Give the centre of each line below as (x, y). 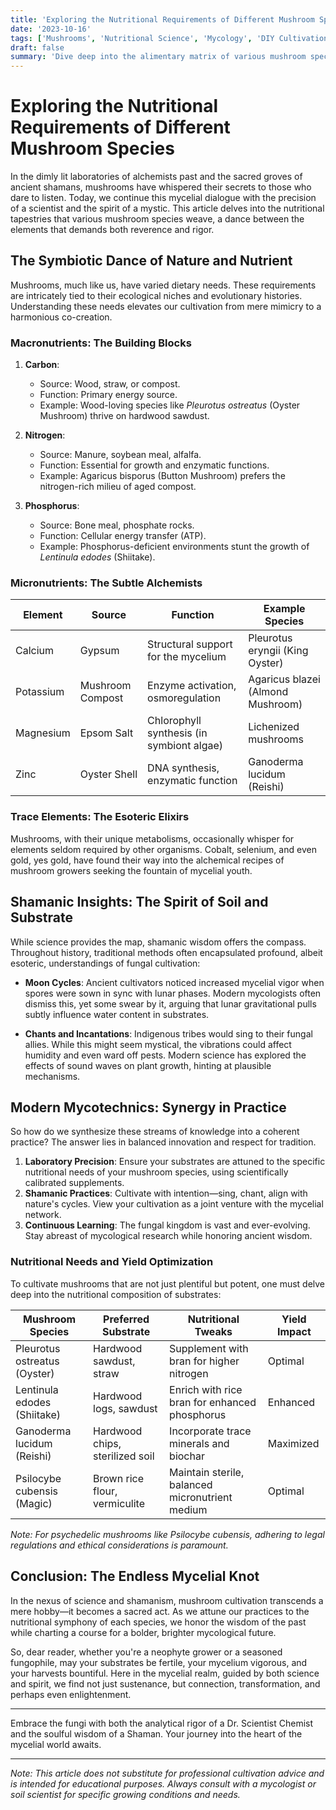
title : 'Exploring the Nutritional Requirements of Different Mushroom (162, 19)
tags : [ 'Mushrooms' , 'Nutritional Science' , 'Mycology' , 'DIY (142, 38)
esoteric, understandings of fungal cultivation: (105, 963)
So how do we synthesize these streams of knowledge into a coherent (155, 1132)
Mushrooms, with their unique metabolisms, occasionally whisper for (152, 838)
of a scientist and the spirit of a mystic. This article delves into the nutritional (167, 208)
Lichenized (274, 727)
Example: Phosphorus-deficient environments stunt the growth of (174, 547)
